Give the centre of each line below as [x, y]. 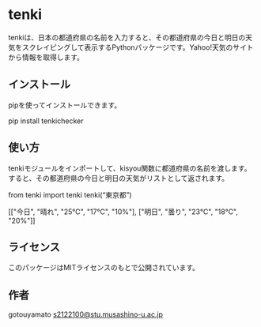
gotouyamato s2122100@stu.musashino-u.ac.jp [86, 314]
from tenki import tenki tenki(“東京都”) [70, 194]
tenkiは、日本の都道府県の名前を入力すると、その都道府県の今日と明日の [127, 37]
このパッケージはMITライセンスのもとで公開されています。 [104, 268]
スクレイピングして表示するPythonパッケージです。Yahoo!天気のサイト [138, 47]
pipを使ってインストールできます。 [65, 105]
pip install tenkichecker [46, 121]
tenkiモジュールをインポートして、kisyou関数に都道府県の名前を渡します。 [130, 168]
